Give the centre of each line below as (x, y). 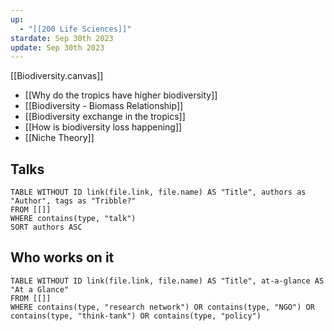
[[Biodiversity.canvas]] (57, 76)
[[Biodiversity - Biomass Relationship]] (104, 106)
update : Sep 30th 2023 (57, 47)
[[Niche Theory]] (59, 138)
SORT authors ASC (46, 227)
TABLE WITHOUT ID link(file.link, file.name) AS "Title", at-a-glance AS (167, 281)
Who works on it (62, 257)
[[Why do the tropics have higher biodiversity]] (121, 95)
